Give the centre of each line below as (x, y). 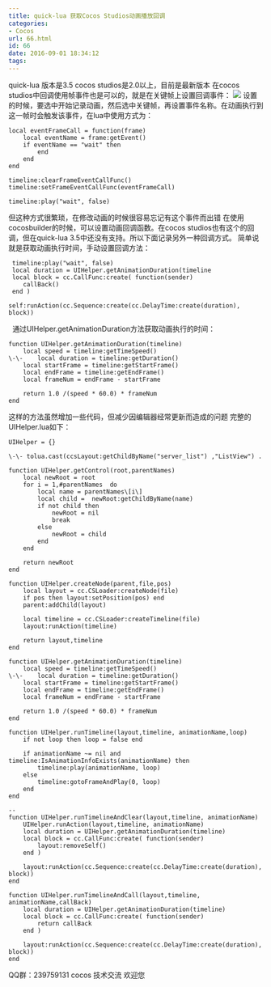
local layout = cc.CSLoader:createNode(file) (101, 591)
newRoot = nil (75, 513)
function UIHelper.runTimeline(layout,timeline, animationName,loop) (128, 732)
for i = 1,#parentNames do (70, 485)
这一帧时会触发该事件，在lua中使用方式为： (81, 115)
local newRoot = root (59, 477)
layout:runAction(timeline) (70, 626)
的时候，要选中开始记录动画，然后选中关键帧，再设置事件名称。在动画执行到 (136, 105)
